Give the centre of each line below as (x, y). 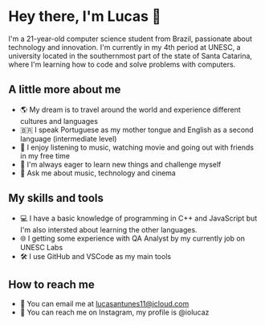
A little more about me (65, 90)
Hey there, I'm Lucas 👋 (85, 16)
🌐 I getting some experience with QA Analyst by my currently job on (132, 238)
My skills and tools (56, 198)
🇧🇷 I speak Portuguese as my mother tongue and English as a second (137, 130)
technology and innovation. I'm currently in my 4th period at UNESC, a (124, 47)
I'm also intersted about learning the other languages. (109, 229)
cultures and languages (59, 121)
